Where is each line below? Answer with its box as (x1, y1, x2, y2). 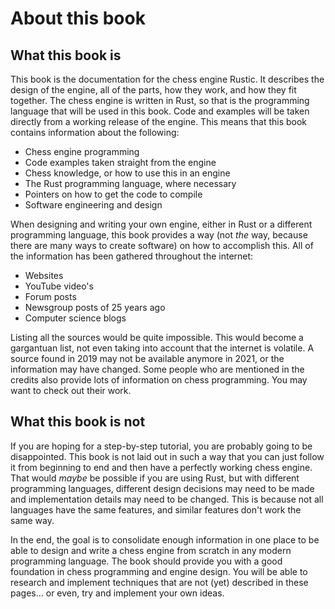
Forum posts (24, 291, 77, 302)
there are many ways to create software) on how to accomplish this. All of (10, 240, 314, 251)
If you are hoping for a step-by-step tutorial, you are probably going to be (10, 440, 313, 452)
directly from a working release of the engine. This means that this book (10, 116, 308, 127)
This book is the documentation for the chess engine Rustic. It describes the (10, 73, 325, 85)
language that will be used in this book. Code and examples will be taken (10, 105, 310, 117)
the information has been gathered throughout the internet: (10, 250, 254, 262)
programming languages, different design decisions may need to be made (10, 482, 315, 494)
